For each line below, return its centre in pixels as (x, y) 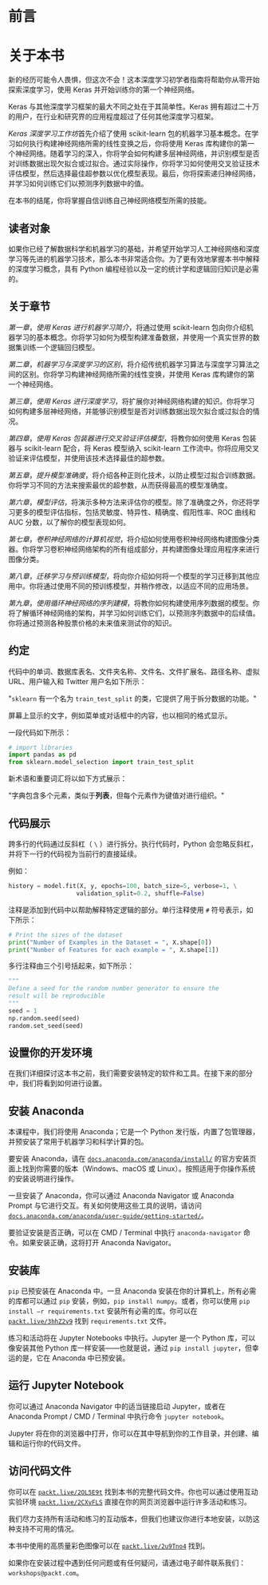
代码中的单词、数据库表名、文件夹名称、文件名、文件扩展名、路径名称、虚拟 (134, 671)
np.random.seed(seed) (44, 1018)
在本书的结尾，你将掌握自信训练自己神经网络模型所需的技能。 (110, 201)
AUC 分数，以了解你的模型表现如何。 (69, 522)
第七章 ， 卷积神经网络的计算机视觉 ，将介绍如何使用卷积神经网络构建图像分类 (134, 539)
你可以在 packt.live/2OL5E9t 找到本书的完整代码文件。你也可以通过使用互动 (133, 1491)
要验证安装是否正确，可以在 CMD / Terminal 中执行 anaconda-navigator (125, 1233)
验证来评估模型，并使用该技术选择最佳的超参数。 (89, 458)
